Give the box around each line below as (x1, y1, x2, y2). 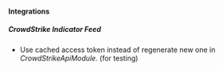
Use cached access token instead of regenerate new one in (19, 45, 216, 54)
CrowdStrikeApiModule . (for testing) (19, 53, 139, 63)
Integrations (8, 6, 50, 16)
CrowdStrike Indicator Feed (8, 25, 102, 34)
